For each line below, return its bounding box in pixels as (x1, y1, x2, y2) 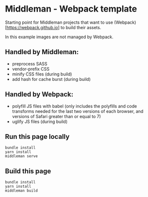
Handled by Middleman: (5, 48, 79, 56)
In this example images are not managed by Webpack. (5, 34, 114, 40)
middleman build (5, 188, 38, 193)
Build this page (5, 167, 51, 175)
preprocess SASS (12, 61, 48, 66)
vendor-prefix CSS (12, 66, 50, 72)
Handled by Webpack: (5, 91, 74, 99)
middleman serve (5, 154, 38, 159)
